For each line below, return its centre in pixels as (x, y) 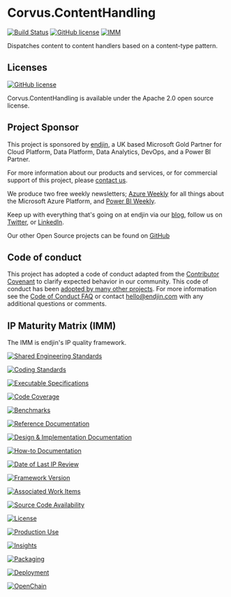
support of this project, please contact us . (67, 180)
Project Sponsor (43, 127)
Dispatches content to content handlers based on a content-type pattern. (112, 45)
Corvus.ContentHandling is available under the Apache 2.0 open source (111, 98)
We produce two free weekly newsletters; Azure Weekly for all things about (116, 193)
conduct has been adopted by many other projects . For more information (112, 289)
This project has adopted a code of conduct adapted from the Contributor (113, 274)
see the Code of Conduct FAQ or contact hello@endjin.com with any (105, 296)
